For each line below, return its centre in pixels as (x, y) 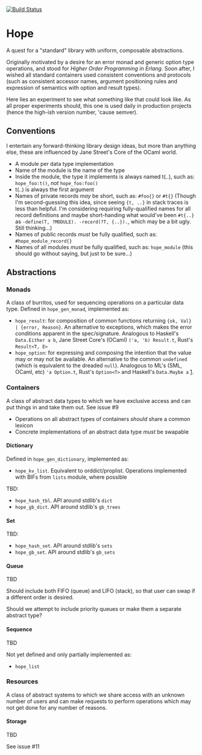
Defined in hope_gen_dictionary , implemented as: (68, 459)
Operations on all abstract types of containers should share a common (103, 419)
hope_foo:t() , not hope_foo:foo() (56, 183)
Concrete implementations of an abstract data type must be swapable (102, 432)
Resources (22, 681)
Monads (19, 289)
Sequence (19, 629)
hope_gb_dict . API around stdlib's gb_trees (68, 507)
